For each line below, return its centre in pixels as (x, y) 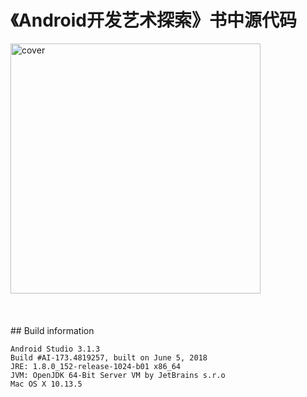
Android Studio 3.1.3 (55, 349)
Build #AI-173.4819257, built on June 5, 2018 (109, 357)
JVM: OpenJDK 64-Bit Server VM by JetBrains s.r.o (118, 375)
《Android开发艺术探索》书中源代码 (153, 20)
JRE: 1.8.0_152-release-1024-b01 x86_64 (96, 366)
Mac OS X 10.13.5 (46, 384)
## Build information (52, 330)
